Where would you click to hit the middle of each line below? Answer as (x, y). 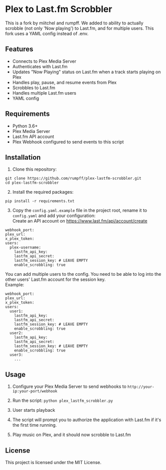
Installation (23, 157)
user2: (16, 333)
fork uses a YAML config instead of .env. (47, 33)
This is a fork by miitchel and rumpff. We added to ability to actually (74, 23)
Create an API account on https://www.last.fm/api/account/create (80, 221)
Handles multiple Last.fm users (44, 93)
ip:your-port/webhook (35, 391)
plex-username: (25, 247)
